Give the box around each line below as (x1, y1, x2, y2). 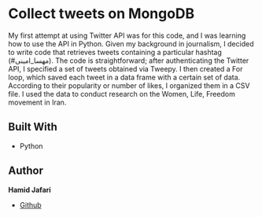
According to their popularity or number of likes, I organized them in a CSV (8, 80, 250, 90)
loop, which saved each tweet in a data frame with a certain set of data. (8, 72, 241, 82)
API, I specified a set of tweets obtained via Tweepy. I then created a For (8, 64, 243, 73)
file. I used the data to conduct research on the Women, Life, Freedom (8, 89, 236, 98)
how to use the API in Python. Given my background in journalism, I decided (8, 39, 254, 48)
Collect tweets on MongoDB (8, 5, 195, 23)
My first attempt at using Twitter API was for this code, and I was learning (8, 31, 246, 40)
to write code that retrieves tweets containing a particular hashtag (8, 47, 222, 57)
